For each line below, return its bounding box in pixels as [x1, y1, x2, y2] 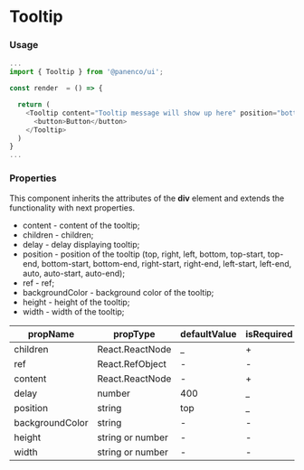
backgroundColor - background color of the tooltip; [22, 287, 214, 297]
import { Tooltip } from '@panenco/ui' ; [9, 68, 165, 77]
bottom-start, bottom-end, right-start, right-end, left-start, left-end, [41, 258, 292, 268]
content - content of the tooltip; [22, 220, 140, 230]
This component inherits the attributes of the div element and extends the [9, 193, 285, 203]
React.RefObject [97, 357, 167, 370]
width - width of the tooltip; [22, 305, 125, 317]
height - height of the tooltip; [22, 296, 130, 307]
